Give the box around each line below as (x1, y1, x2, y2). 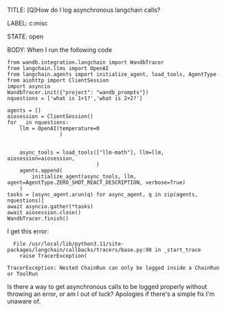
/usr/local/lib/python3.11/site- (28, 240, 125, 247)
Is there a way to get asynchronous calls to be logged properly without (7, 283, 207, 290)
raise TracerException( (19, 253, 88, 260)
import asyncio (7, 83, 51, 90)
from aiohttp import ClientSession (7, 77, 109, 84)
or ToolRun (7, 270, 38, 277)
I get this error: (7, 227, 49, 235)
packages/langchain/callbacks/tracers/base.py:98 (7, 246, 152, 253)
